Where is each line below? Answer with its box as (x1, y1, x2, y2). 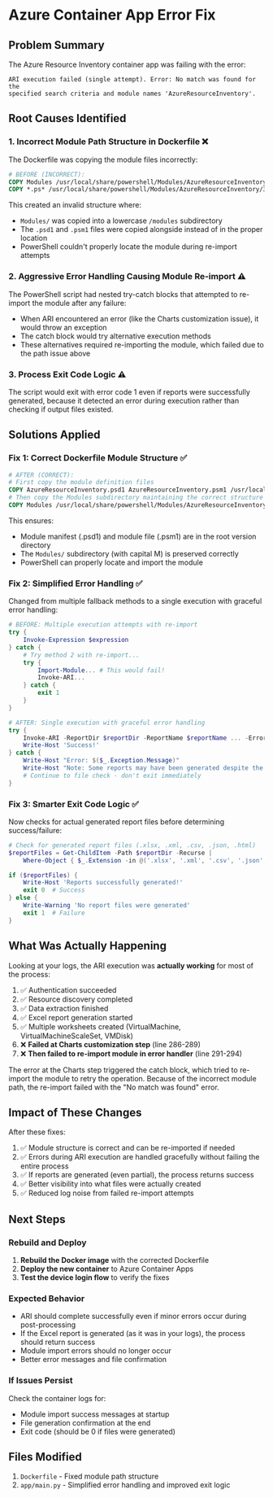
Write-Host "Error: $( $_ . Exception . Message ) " (23, 757, 180, 765)
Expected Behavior (8, 1292, 85, 1304)
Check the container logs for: (8, 1393, 106, 1403)
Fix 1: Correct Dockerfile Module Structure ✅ (8, 452, 188, 464)
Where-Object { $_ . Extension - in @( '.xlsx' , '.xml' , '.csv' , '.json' (23, 856, 264, 864)
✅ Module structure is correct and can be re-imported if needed (19, 1143, 236, 1153)
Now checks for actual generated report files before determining (8, 816, 225, 827)
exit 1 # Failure (23, 909, 85, 917)
